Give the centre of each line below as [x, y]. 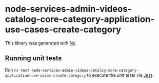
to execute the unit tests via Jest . [120, 75]
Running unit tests [33, 58]
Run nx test [17, 70]
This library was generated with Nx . [41, 43]
